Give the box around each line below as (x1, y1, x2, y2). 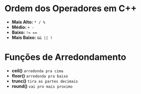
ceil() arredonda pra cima (11, 68, 64, 74)
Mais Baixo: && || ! (11, 35, 53, 40)
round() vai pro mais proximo (11, 83, 73, 89)
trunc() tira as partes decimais (11, 78, 78, 84)
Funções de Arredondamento (4, 52, 126, 63)
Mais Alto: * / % (11, 19, 46, 25)
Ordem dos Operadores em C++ (4, 3, 137, 14)
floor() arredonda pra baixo (11, 73, 68, 78)
